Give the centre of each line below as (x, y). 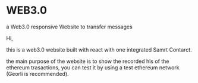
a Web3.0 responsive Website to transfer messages (69, 27)
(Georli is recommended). (38, 74)
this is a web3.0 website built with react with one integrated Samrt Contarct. (99, 50)
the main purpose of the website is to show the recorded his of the (88, 61)
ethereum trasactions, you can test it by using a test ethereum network (93, 67)
